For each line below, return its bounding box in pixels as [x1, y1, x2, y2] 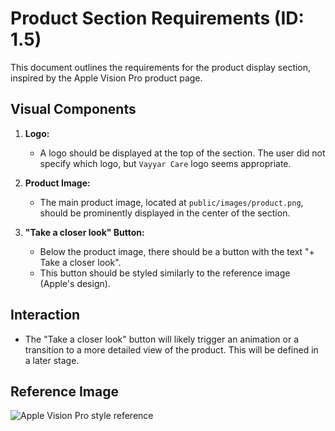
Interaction [10, 307, 81, 324]
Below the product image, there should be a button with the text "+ [39, 245, 315, 257]
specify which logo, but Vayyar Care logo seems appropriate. [39, 157, 292, 169]
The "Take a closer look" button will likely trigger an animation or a [24, 333, 300, 345]
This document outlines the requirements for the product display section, [10, 61, 312, 73]
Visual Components [10, 101, 137, 118]
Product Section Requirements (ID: [10, 7, 305, 30]
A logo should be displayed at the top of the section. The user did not [39, 147, 326, 159]
